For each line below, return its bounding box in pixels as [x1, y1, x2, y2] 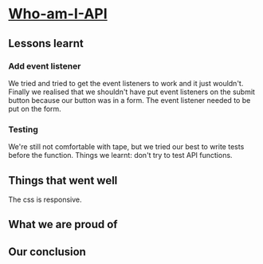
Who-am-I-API [8, 5, 108, 23]
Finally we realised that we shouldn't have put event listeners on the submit [8, 87, 255, 97]
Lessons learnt [8, 37, 84, 50]
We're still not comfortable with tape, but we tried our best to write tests [8, 142, 245, 152]
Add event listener [8, 61, 81, 72]
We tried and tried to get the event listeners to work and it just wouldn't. [8, 78, 244, 88]
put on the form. [8, 104, 61, 113]
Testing [8, 124, 38, 135]
